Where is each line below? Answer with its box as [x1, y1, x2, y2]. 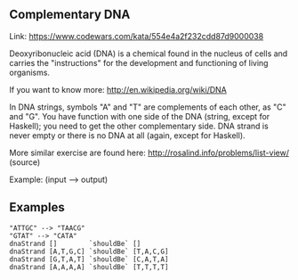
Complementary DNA [9, 7, 131, 22]
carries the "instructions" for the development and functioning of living [9, 57, 269, 68]
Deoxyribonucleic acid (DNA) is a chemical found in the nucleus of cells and [9, 48, 288, 59]
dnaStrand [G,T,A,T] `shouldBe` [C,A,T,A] [9, 254, 169, 264]
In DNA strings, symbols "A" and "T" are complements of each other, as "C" [9, 102, 286, 112]
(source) [9, 156, 41, 168]
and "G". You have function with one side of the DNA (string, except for [9, 111, 270, 121]
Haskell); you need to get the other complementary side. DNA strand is [9, 120, 269, 131]
